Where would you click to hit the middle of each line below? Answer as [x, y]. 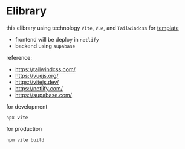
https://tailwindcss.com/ [45, 69]
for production [24, 128]
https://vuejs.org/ [37, 75]
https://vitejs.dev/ [37, 82]
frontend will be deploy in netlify [57, 39]
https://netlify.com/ [39, 88]
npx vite [17, 118]
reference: [19, 57]
